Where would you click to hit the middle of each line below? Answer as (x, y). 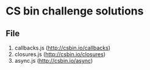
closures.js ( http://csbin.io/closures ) (60, 54)
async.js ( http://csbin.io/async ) (54, 61)
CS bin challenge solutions (75, 11)
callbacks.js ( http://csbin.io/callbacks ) (62, 48)
